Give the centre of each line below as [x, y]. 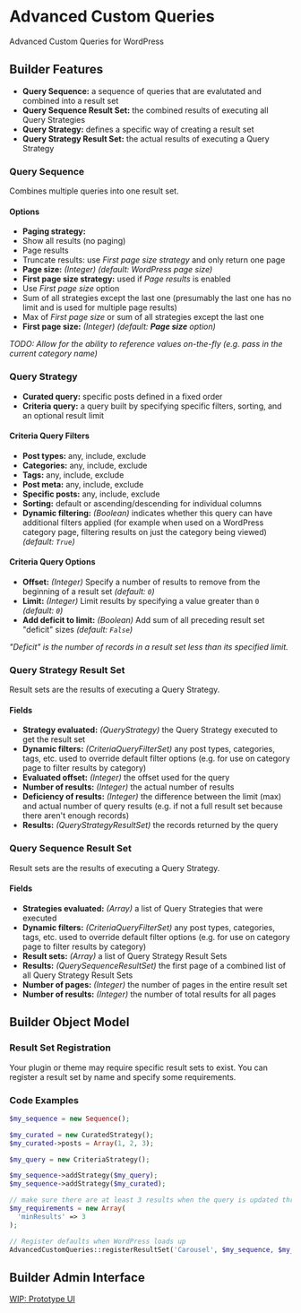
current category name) [54, 354]
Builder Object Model [69, 1022]
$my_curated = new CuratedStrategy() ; [82, 1135]
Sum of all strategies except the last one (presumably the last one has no [157, 298]
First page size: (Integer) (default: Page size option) [119, 327]
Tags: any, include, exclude [73, 475]
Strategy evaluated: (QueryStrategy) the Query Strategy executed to [150, 730]
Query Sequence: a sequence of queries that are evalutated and [142, 91]
